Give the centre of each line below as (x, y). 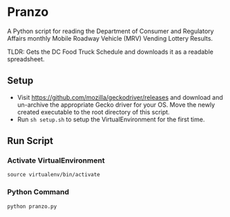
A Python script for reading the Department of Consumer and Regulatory (111, 31)
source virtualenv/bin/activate (54, 175)
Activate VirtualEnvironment (56, 161)
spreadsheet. (26, 59)
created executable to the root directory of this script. (94, 112)
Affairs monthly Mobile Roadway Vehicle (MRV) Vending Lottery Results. (110, 38)
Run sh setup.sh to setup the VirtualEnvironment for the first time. (111, 119)
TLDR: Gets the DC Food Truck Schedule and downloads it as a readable (111, 52)
